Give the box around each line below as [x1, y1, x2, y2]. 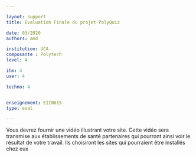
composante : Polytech [6, 51, 62, 58]
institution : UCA [6, 46, 49, 52]
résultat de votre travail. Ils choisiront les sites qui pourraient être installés [6, 139, 186, 146]
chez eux [6, 145, 28, 152]
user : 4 [6, 73, 25, 79]
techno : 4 [6, 84, 31, 90]
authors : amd [6, 35, 38, 41]
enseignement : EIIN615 [6, 100, 62, 106]
